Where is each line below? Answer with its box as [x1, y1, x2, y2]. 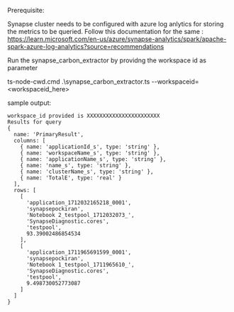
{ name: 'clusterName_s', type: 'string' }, [20, 168, 154, 175]
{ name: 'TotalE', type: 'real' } [20, 174, 122, 182]
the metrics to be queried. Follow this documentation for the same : [7, 28, 204, 35]
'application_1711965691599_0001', [26, 249, 132, 256]
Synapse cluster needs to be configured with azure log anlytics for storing [7, 20, 224, 28]
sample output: [7, 99, 52, 107]
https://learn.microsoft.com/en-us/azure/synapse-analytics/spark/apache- [7, 35, 227, 43]
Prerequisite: [7, 6, 45, 14]
